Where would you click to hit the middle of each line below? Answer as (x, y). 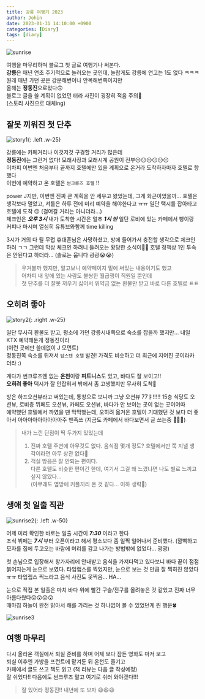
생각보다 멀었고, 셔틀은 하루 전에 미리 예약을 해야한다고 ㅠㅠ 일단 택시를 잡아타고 (102, 204)
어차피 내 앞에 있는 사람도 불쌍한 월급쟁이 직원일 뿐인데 (87, 275)
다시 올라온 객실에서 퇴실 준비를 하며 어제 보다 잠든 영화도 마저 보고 (86, 654)
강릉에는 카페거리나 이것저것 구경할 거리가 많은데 (65, 152)
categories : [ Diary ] (33, 29)
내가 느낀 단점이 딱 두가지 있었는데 (62, 432)
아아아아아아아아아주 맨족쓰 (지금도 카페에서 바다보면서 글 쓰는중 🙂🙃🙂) (102, 419)
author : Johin (24, 18)
